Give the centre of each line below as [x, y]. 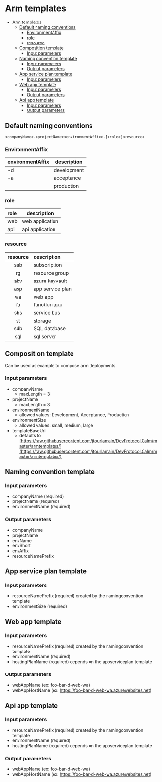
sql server [45, 336]
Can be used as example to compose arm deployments [60, 366]
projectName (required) [36, 501]
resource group [51, 273]
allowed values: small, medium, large [56, 425]
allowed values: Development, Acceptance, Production [74, 415]
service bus [47, 312]
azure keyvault [50, 281]
